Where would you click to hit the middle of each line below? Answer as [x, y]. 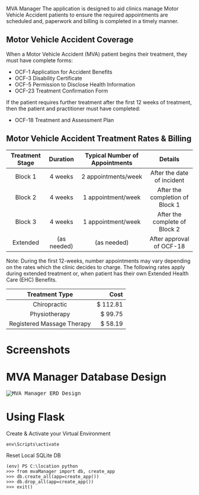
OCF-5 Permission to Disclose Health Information [75, 84]
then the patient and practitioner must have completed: [73, 108]
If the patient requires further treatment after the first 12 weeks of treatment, [99, 102]
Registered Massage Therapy [50, 324]
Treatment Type [50, 294]
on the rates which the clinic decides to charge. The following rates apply [96, 267]
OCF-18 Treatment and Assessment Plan [64, 120]
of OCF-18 [169, 246]
